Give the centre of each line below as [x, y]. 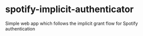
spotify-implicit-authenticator [69, 9]
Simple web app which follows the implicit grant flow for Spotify [71, 23]
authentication [20, 28]
